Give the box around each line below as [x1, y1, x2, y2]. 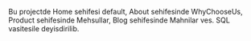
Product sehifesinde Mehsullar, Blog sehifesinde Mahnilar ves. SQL [8, 15, 231, 25]
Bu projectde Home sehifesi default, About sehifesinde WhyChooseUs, [8, 7, 243, 16]
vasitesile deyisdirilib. [8, 24, 80, 33]
